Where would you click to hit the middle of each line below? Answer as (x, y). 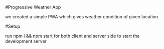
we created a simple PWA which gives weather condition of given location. (82, 17)
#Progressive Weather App (33, 7)
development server (26, 41)
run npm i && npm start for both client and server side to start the (72, 36)
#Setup (13, 26)
